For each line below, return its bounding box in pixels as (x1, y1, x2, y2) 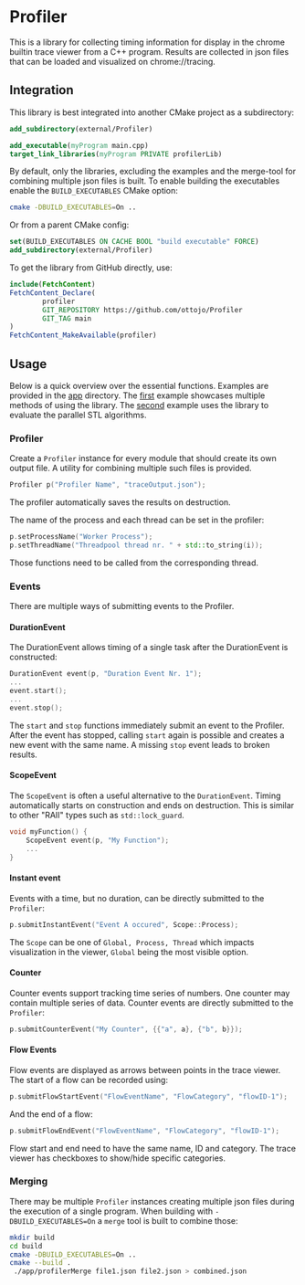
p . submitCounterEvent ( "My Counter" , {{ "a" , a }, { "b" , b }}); (9, 1025, 244, 1034)
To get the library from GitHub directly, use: (9, 262, 173, 273)
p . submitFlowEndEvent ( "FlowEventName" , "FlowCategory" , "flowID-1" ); (9, 1126, 280, 1135)
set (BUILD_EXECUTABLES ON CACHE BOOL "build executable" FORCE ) (9, 237, 259, 247)
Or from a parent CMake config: (9, 219, 130, 230)
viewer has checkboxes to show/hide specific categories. (9, 1153, 226, 1164)
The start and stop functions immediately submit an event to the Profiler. (9, 720, 285, 731)
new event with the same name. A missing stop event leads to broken (9, 739, 271, 750)
